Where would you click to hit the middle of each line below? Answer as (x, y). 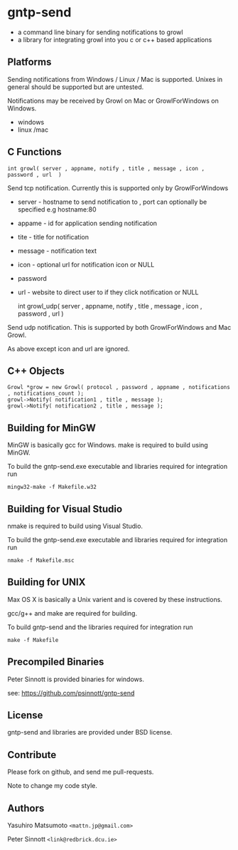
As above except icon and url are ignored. (69, 348)
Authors (26, 808)
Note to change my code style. (53, 786)
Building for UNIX (47, 582)
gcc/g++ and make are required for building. (72, 613)
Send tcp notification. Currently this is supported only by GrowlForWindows (118, 188)
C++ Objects (36, 371)
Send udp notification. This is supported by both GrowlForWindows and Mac (119, 327)
